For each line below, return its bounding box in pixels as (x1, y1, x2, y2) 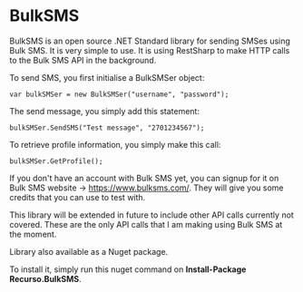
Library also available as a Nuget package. (9, 246, 169, 257)
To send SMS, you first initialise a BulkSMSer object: (9, 72, 205, 83)
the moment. (9, 229, 57, 239)
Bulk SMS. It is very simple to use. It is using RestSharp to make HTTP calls (9, 44, 290, 55)
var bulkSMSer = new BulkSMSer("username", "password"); (9, 90, 230, 99)
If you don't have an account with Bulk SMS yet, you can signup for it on (9, 172, 279, 183)
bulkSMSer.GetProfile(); (9, 156, 103, 166)
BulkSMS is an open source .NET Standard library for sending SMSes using (9, 35, 290, 46)
